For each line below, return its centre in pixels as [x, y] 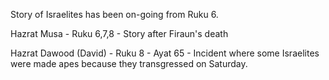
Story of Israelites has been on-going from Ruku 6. [114, 14]
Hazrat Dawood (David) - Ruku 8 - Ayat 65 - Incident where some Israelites [165, 53]
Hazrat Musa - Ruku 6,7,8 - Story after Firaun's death [119, 33]
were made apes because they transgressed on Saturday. [129, 63]
